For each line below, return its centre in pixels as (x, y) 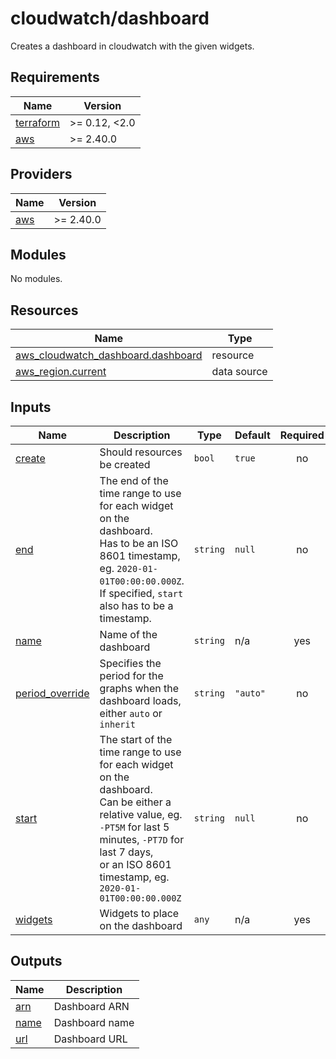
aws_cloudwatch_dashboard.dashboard (109, 355)
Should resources (141, 452)
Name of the (128, 634)
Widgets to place (139, 913)
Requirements (55, 77)
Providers (41, 174)
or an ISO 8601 (135, 864)
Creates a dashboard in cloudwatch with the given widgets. (132, 46)
